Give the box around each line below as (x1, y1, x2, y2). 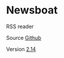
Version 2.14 (6, 45, 36, 53)
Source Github (6, 34, 41, 41)
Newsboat (6, 4, 58, 17)
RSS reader (6, 23, 34, 30)
